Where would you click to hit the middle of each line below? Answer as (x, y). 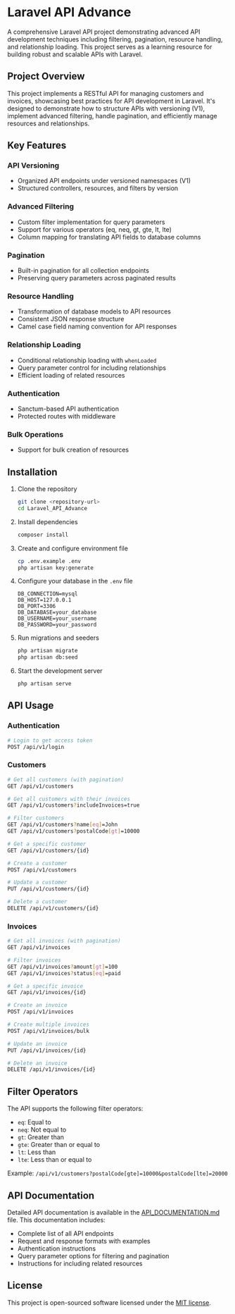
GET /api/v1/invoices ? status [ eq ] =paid (64, 973)
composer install (43, 535)
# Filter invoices (34, 960)
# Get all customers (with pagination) (66, 779)
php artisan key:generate (55, 568)
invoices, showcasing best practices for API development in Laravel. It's (112, 101)
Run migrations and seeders (58, 638)
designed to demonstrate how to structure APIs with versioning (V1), (106, 108)
